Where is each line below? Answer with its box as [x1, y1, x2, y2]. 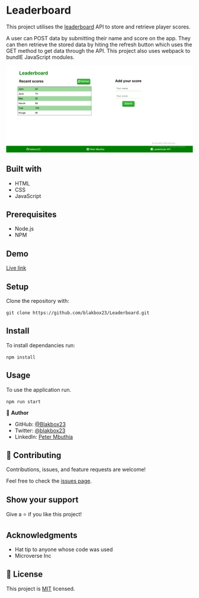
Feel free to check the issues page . [6, 478, 92, 485]
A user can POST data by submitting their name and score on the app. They [6, 34, 191, 41]
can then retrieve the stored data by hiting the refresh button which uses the [6, 41, 192, 48]
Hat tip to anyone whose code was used [14, 546, 113, 553]
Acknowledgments [6, 530, 78, 540]
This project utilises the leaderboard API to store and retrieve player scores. [6, 23, 191, 30]
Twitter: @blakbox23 [14, 427, 66, 434]
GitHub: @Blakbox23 [14, 420, 66, 427]
